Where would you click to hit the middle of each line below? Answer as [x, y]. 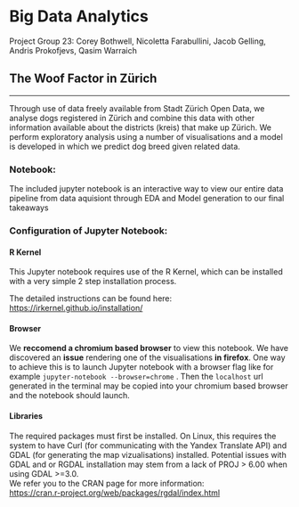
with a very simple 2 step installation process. [93, 282]
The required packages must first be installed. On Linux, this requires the [143, 436]
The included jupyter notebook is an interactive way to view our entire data [146, 189]
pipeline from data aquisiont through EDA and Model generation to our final [147, 199]
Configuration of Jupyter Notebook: [89, 231]
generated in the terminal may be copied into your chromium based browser [149, 386]
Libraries [26, 415]
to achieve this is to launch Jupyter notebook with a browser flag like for [141, 367]
